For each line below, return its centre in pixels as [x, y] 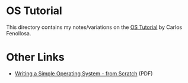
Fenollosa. [19, 33]
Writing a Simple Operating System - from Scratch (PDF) [84, 73]
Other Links [35, 57]
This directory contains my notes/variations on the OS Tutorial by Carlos [94, 27]
